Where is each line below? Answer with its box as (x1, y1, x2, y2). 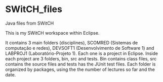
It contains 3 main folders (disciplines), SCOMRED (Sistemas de (5, 39, 138, 46)
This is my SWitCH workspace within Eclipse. (5, 30, 100, 36)
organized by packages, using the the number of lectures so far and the (5, 66, 155, 72)
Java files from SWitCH (5, 20, 54, 26)
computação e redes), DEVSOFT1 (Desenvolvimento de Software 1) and (5, 45, 154, 51)
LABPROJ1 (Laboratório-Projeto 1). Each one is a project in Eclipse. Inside (5, 50, 158, 56)
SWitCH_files (5, 4, 62, 15)
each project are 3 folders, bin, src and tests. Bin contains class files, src (5, 55, 157, 61)
